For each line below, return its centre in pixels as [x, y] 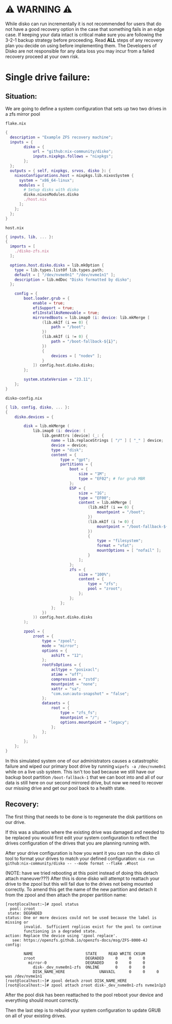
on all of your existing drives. [36, 1016]
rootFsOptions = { [61, 665]
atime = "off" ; [67, 675]
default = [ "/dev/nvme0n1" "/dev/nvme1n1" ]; [65, 275]
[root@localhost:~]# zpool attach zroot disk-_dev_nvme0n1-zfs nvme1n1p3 [86, 985]
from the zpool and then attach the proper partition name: [66, 895]
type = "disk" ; [67, 450]
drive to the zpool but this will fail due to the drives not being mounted [79, 884]
